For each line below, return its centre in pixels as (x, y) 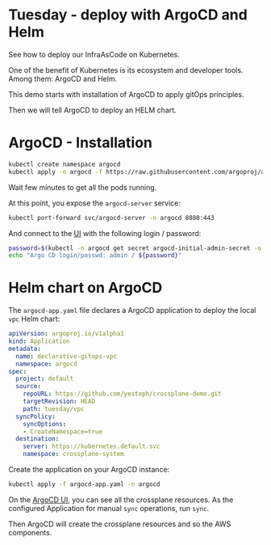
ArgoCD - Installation (81, 143)
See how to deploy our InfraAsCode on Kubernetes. (94, 54)
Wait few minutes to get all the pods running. (83, 187)
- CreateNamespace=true (63, 431)
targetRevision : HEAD (59, 402)
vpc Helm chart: (34, 319)
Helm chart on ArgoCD (85, 288)
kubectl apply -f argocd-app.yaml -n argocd (84, 484)
